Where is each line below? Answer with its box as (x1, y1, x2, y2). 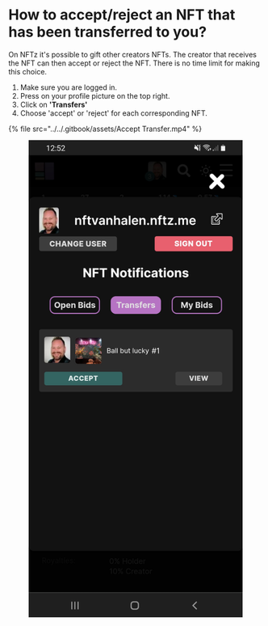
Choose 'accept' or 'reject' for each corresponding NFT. (19, 108, 207, 118)
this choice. (8, 66, 47, 76)
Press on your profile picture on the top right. (19, 91, 170, 100)
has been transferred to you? (8, 23, 207, 41)
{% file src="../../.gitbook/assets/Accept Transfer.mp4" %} (8, 124, 203, 133)
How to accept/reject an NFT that (8, 6, 236, 24)
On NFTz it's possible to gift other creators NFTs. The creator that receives (8, 49, 257, 59)
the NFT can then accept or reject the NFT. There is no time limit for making (8, 58, 261, 68)
